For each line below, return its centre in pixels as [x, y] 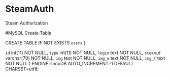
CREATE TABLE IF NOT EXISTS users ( [45, 43]
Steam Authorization [27, 23]
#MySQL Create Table [28, 33]
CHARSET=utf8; [22, 69]
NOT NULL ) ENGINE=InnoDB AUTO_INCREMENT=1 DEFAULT [70, 63]
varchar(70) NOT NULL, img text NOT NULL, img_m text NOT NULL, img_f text [85, 58]
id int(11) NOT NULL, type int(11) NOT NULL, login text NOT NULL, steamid [83, 53]
